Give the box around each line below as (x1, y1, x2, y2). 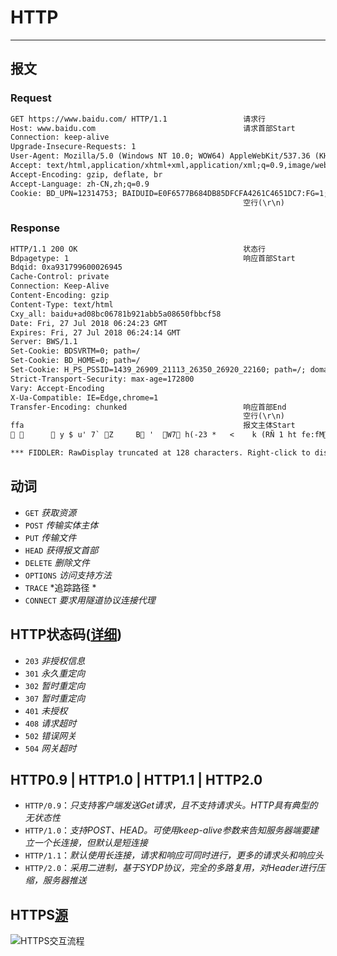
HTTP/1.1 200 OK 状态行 (10, 244, 266, 254)
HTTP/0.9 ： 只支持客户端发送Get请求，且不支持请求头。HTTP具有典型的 (24, 799, 318, 811)
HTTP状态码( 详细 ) (10, 626, 123, 643)
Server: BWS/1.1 (10, 337, 78, 347)
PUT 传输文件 (24, 531, 77, 543)
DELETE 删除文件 (24, 556, 90, 568)
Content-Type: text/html (10, 299, 114, 310)
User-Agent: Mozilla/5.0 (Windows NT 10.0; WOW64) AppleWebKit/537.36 (10, 151, 311, 161)
